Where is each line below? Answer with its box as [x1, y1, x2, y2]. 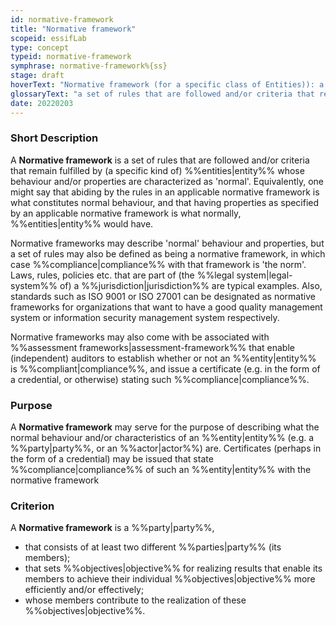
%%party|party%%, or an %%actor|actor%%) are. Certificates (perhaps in [10, 442, 322, 455]
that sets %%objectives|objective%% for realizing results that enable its [24, 562, 323, 575]
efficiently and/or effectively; [24, 584, 145, 596]
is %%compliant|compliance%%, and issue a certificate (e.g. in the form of [10, 362, 321, 375]
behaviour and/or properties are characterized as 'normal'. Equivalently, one [10, 175, 325, 187]
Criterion [10, 499, 55, 513]
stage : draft [10, 71, 65, 81]
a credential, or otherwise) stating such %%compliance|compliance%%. [10, 373, 310, 385]
